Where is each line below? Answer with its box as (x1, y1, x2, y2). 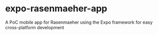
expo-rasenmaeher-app (5, 3, 107, 14)
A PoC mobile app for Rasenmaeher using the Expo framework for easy (5, 19, 153, 25)
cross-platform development (5, 24, 64, 30)
